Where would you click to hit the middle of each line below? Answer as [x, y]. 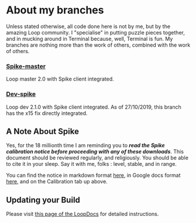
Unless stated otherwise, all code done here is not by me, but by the [88, 26]
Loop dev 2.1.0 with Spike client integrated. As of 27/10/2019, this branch [94, 107]
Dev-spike [21, 94]
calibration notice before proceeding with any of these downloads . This [95, 152]
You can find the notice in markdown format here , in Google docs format [93, 175]
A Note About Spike [42, 131]
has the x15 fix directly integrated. [47, 113]
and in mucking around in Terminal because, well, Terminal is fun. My [90, 39]
